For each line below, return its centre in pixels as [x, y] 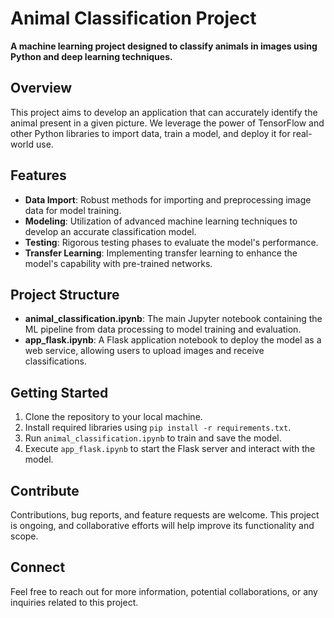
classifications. [55, 361]
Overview [41, 88]
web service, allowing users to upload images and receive [144, 351]
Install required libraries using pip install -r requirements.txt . [158, 428]
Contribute [45, 490]
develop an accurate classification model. [110, 231]
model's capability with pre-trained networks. [118, 263]
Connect [38, 567]
